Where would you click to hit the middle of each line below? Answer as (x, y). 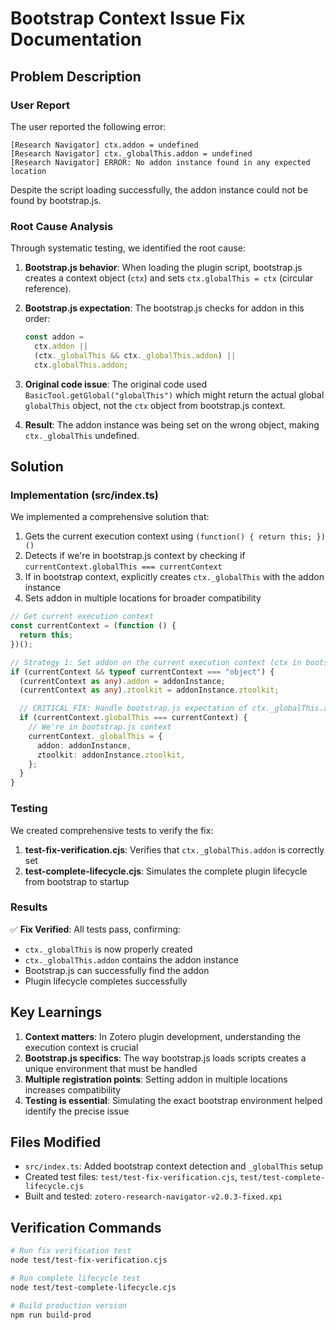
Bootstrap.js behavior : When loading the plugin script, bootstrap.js (163, 268)
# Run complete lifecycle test (75, 1278)
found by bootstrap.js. (56, 200)
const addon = (54, 337)
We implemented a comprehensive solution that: (110, 517)
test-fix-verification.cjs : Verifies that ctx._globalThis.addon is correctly (174, 849)
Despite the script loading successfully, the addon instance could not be (159, 189)
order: (37, 319)
